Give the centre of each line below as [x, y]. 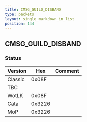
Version [17, 71]
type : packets [20, 14]
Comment [67, 71]
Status [13, 58]
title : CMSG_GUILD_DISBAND [33, 10]
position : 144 [20, 24]
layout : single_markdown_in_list [40, 19]
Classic [16, 79]
